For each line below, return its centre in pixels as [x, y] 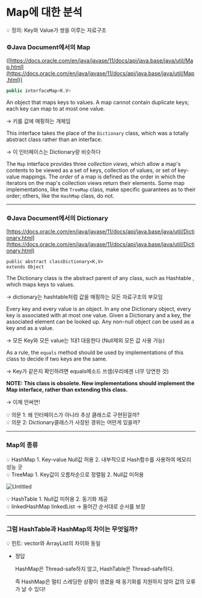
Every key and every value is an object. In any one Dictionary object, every [99, 309]
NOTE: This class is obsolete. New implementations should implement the [100, 383]
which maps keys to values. [41, 285]
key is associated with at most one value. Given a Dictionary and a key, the [99, 316]
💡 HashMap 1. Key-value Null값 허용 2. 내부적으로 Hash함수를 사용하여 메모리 [99, 459]
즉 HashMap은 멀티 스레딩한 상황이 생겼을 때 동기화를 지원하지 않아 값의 [99, 581]
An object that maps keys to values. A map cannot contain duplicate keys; [98, 102]
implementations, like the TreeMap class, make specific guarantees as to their [101, 189]
